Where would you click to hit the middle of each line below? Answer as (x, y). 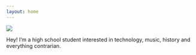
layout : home (22, 12)
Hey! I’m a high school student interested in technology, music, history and (98, 40)
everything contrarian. (34, 46)
